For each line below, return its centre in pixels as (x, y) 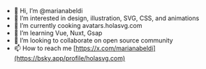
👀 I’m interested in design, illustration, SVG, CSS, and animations (106, 18)
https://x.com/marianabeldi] (116, 48)
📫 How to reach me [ (45, 48)
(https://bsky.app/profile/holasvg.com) (69, 58)
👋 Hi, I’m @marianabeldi (48, 11)
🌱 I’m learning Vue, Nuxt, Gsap (58, 33)
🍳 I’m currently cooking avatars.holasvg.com (78, 25)
